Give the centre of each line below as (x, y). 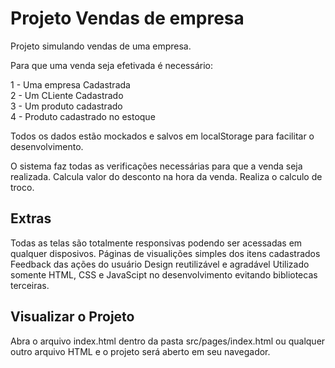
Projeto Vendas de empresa (127, 18)
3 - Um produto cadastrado (66, 106)
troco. (22, 187)
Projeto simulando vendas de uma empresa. (101, 46)
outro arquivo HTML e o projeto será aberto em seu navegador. (140, 351)
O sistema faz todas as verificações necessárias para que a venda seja (156, 166)
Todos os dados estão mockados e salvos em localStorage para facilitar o (162, 136)
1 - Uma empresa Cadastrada (70, 84)
